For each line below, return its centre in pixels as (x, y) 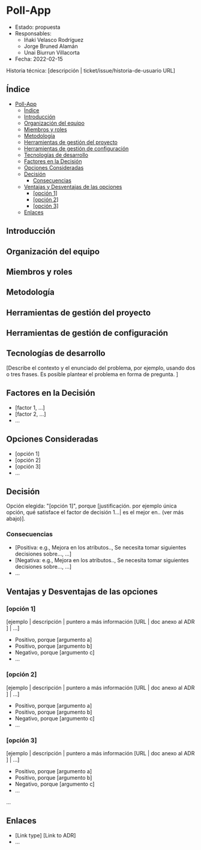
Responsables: (33, 33)
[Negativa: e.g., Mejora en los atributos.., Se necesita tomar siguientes (102, 560)
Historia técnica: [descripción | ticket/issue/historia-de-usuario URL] (91, 70)
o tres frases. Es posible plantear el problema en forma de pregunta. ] (92, 374)
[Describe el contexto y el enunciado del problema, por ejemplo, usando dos (101, 368)
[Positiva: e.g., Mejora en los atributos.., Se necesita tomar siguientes (100, 547)
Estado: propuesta (37, 27)
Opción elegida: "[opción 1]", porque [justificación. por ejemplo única (91, 506)
